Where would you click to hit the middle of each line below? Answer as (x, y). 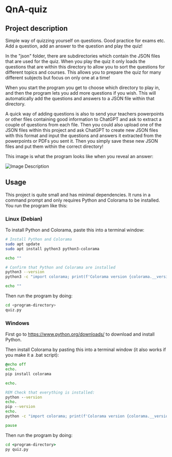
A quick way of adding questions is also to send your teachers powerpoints (85, 114)
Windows (17, 323)
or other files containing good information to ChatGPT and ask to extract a (83, 119)
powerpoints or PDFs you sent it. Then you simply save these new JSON (82, 141)
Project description (37, 28)
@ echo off (16, 364)
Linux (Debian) (24, 219)
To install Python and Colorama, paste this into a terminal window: (75, 230)
